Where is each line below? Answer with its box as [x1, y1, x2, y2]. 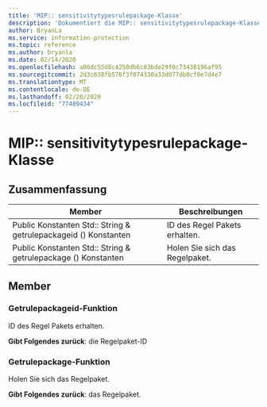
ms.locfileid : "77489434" [8, 100, 94, 108]
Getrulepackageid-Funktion [8, 303, 118, 314]
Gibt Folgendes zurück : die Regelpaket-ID [8, 336, 148, 346]
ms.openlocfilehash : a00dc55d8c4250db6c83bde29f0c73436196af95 [8, 63, 222, 71]
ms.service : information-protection [8, 33, 130, 42]
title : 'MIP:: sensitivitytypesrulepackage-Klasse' [8, 11, 183, 20]
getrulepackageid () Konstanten [12, 229, 131, 240]
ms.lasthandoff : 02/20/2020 [8, 93, 102, 101]
